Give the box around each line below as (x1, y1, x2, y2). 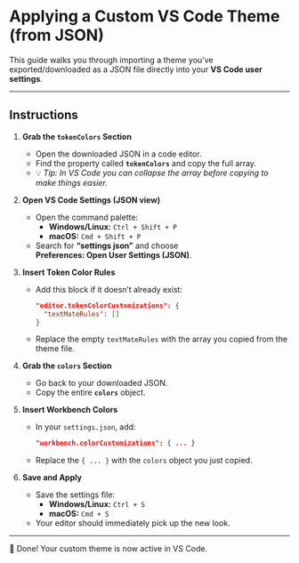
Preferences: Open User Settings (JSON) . (35, 249, 192, 260)
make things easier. (35, 177, 109, 188)
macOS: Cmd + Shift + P (48, 230, 141, 241)
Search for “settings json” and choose (35, 240, 179, 251)
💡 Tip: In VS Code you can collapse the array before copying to (35, 167, 269, 178)
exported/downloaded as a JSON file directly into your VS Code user (9, 64, 263, 75)
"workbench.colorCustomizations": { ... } (35, 438, 196, 448)
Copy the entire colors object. (35, 387, 146, 398)
